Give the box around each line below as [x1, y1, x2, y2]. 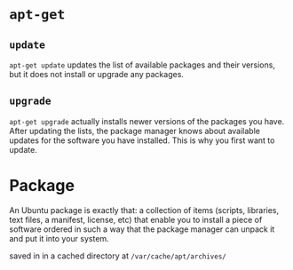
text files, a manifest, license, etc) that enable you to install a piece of [9, 214, 263, 225]
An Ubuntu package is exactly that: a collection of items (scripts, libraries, [9, 204, 280, 215]
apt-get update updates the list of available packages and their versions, [9, 60, 275, 70]
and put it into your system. [9, 233, 109, 243]
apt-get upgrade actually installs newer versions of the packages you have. [9, 115, 285, 126]
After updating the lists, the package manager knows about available [9, 125, 260, 136]
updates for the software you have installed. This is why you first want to [9, 135, 275, 146]
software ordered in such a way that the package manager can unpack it [9, 224, 275, 234]
